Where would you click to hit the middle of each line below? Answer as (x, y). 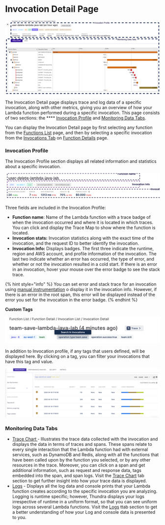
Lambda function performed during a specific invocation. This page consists (82, 113)
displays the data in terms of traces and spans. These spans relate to (82, 444)
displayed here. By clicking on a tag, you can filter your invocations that (77, 356)
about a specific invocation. (33, 166)
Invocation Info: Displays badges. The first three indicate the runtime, (83, 248)
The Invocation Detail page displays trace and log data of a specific (73, 102)
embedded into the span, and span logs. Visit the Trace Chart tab (78, 475)
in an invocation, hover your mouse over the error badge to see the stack (86, 269)
